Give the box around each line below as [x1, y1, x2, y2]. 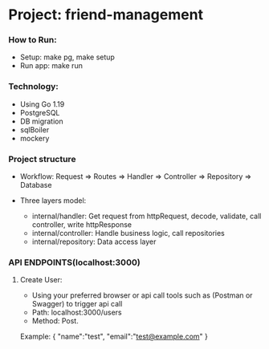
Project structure [8, 153, 76, 164]
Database [19, 181, 52, 190]
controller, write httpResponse [31, 220, 132, 229]
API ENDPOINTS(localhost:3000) [8, 257, 141, 268]
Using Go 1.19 [19, 99, 65, 109]
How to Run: [8, 34, 58, 46]
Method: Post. [31, 316, 79, 326]
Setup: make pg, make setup [19, 52, 115, 62]
